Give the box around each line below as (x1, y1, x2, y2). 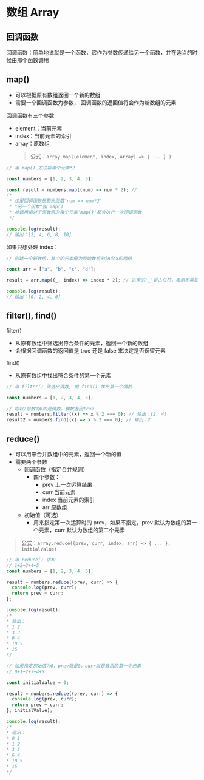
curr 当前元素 (42, 488, 76, 495)
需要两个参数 (15, 458, 47, 465)
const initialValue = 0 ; (6, 679, 69, 686)
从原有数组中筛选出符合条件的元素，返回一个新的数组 (15, 339, 149, 347)
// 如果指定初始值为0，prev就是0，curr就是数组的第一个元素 (6, 663, 141, 669)
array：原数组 (15, 140, 50, 147)
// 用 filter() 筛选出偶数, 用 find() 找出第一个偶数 (6, 384, 132, 390)
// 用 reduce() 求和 (6, 557, 56, 563)
